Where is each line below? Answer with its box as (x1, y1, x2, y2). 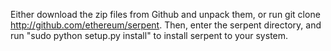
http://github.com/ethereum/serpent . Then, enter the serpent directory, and (10, 19, 322, 31)
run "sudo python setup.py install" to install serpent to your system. (10, 30, 289, 41)
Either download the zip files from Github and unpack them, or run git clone (10, 9, 321, 20)
